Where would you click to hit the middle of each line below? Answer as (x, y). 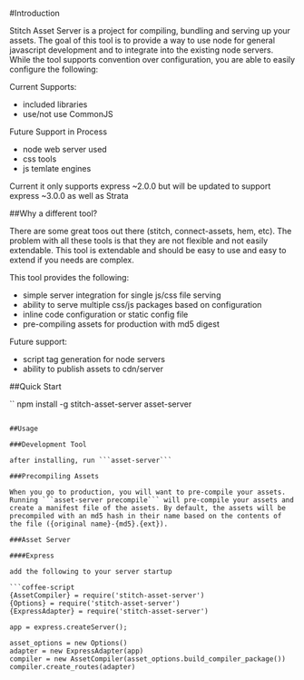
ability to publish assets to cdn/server (93, 369)
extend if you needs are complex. (72, 260)
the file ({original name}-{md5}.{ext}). (89, 524)
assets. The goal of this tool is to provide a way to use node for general (142, 40)
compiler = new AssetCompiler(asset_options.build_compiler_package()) (147, 659)
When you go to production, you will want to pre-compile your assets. (147, 492)
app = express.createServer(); (69, 627)
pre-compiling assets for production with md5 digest (121, 324)
